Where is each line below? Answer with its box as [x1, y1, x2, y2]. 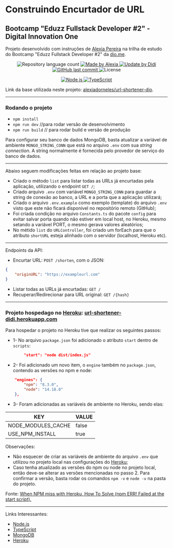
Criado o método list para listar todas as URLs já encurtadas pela [12, 178, 154, 184]
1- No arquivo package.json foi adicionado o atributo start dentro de [12, 337, 158, 343]
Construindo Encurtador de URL [5, 4, 145, 15]
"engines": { [14, 377, 43, 382]
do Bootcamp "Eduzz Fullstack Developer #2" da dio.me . [5, 51, 126, 57]
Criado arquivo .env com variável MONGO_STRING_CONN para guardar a [12, 189, 156, 195]
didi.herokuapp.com [5, 315, 58, 322]
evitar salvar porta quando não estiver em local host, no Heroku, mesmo [12, 216, 166, 222]
